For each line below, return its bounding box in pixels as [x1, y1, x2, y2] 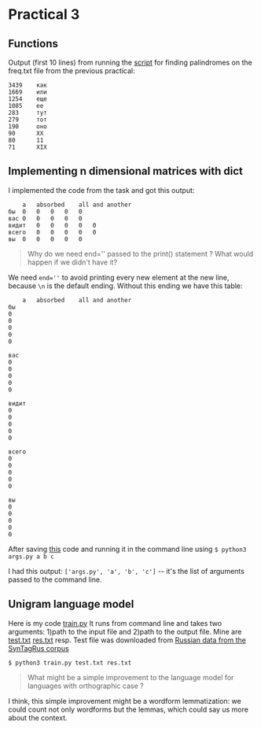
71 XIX [8, 143, 47, 151]
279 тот [8, 116, 47, 124]
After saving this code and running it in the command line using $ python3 [8, 544, 247, 553]
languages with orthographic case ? [27, 681, 144, 690]
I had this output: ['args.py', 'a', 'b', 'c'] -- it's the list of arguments [8, 566, 245, 575]
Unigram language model [8, 598, 134, 611]
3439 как [8, 81, 47, 89]
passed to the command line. [8, 575, 102, 584]
